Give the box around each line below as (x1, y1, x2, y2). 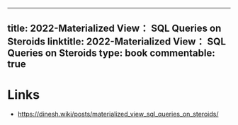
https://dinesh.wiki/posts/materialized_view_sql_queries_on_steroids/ (17, 110, 219, 119)
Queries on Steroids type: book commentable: (7, 47, 215, 59)
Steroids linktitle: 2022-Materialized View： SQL (7, 36, 227, 48)
